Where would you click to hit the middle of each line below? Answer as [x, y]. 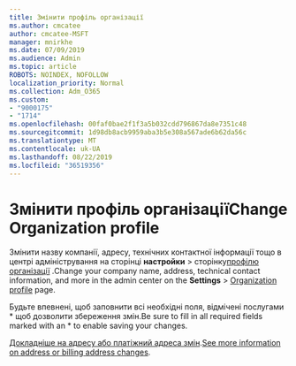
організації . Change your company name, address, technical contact [135, 271]
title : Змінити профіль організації [76, 17]
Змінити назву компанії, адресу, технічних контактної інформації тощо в [145, 252]
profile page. [32, 290]
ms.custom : [29, 99]
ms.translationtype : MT [53, 141]
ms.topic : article [43, 67]
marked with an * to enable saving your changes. [99, 326]
